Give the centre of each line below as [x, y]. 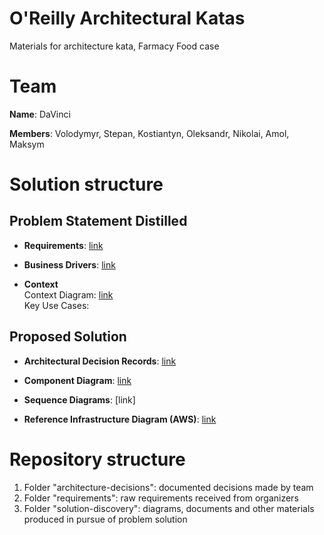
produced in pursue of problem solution [105, 519]
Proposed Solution [68, 337]
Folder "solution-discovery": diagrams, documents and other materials [169, 508]
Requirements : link [63, 245]
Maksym [27, 144]
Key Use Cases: [56, 305]
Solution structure [86, 184]
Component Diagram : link [77, 380]
